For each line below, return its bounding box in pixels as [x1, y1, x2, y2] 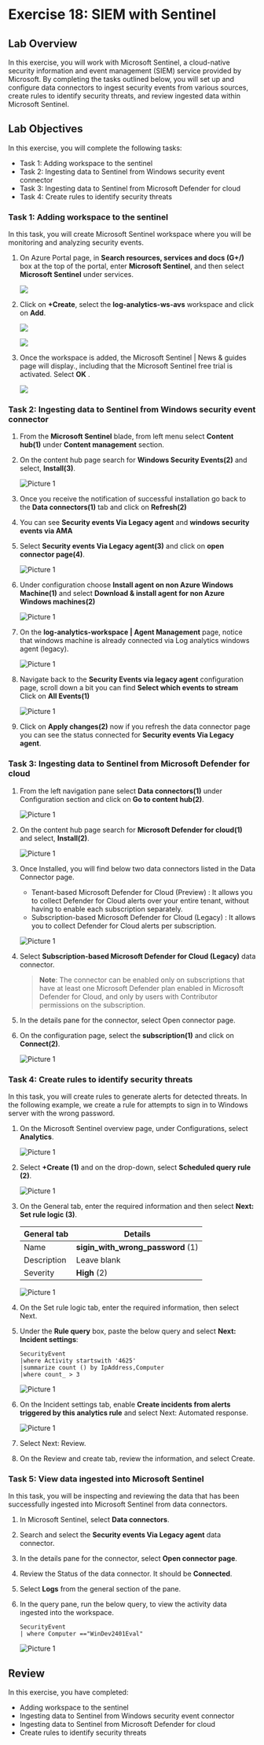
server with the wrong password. [8, 1108, 115, 1118]
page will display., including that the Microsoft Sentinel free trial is [19, 361, 233, 371]
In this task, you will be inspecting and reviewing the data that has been [8, 1492, 240, 1501]
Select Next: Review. [19, 1439, 86, 1447]
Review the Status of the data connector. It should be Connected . [19, 1569, 233, 1579]
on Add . [19, 309, 46, 318]
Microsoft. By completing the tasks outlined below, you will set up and [8, 75, 234, 83]
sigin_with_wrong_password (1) [75, 1242, 199, 1252]
